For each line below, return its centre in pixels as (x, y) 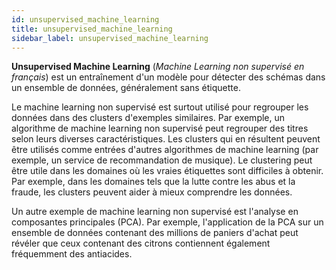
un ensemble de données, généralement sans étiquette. (126, 88)
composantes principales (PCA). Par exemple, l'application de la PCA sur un (167, 222)
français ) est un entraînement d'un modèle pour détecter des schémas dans (168, 77)
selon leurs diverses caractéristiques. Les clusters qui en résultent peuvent (166, 139)
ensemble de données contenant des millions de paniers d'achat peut (155, 233)
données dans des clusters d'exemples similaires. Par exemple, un (148, 118)
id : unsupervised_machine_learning (85, 19)
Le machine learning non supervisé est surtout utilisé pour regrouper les (160, 107)
